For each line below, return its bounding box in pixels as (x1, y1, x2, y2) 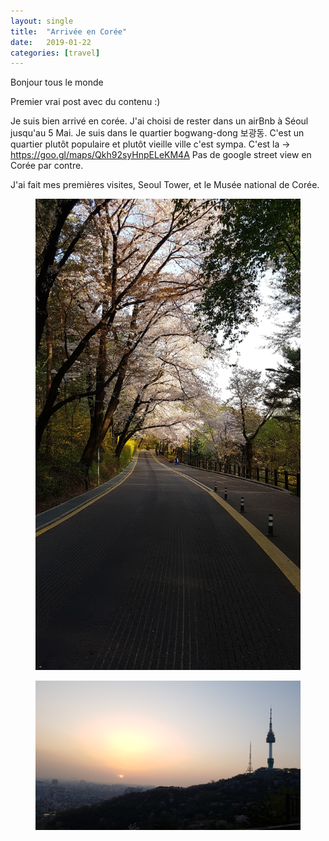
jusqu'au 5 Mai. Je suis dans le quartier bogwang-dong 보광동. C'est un (10, 127, 305, 139)
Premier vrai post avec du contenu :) (10, 96, 161, 108)
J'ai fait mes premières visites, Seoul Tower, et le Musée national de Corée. (10, 179, 320, 191)
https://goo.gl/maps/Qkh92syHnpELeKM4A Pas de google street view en (10, 149, 312, 161)
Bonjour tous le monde (10, 76, 104, 89)
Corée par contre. (10, 160, 84, 172)
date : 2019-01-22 (10, 37, 92, 47)
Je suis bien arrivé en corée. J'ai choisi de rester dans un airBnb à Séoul (10, 115, 309, 127)
